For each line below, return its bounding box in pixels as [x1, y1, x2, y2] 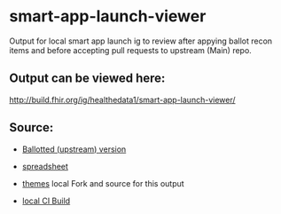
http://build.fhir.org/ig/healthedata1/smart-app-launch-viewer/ [9, 94, 237, 105]
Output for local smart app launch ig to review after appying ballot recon [9, 36, 273, 46]
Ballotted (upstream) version [21, 144, 127, 155]
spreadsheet [21, 161, 69, 171]
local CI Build [21, 195, 71, 206]
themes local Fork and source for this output [21, 178, 184, 188]
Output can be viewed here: [9, 71, 166, 86]
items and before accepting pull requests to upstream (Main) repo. [9, 44, 253, 55]
